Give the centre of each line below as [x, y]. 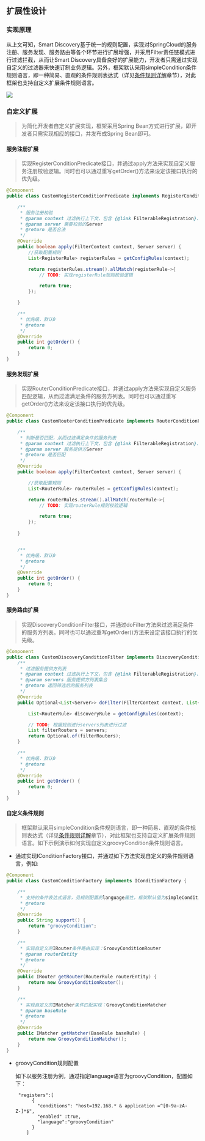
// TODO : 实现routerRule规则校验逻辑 [83, 505]
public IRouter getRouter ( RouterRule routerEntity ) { [87, 977]
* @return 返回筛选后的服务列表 [56, 686]
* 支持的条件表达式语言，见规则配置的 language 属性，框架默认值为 [93, 898]
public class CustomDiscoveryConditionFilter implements [80, 657]
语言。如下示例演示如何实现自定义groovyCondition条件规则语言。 [104, 843]
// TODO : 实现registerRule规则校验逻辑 [86, 275]
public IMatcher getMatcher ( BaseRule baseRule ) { [82, 1033]
